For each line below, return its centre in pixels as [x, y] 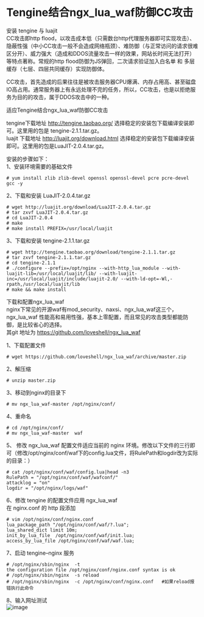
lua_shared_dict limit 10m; [42, 530]
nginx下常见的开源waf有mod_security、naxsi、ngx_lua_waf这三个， [92, 309]
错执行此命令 [20, 588]
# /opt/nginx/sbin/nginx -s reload [53, 575]
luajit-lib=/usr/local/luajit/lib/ [51, 273]
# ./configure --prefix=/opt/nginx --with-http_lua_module [83, 268]
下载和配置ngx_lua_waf [35, 301]
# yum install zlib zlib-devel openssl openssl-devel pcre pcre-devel [98, 178]
